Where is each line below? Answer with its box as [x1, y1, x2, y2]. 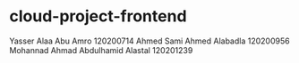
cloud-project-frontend [9, 6, 187, 27]
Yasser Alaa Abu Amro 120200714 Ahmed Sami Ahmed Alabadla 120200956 [9, 35, 290, 46]
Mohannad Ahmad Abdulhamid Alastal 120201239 [9, 44, 193, 55]
